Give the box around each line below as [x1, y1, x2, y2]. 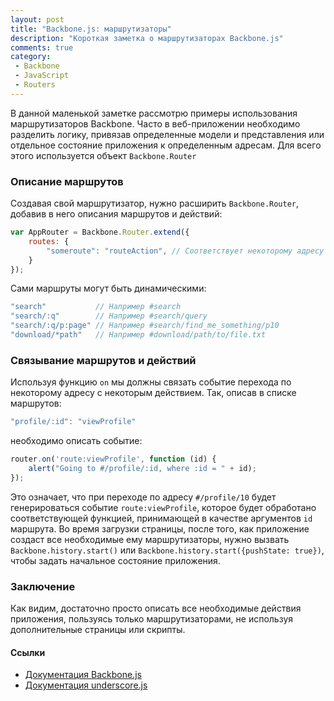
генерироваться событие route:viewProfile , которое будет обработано [10, 501, 317, 513]
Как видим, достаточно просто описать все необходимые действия [10, 602, 302, 615]
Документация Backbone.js [24, 669, 142, 681]
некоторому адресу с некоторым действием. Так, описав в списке [10, 387, 297, 399]
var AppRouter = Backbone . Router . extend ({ [10, 227, 190, 238]
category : [10, 52, 52, 62]
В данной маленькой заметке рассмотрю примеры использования [10, 107, 298, 119]
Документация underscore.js [24, 679, 148, 691]
